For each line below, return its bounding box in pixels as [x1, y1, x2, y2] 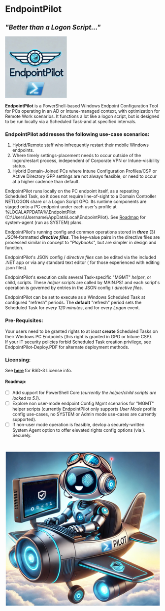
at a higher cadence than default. [12, 179, 80, 185]
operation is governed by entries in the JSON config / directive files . [5, 285, 143, 291]
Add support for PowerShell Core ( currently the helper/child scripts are [12, 390, 157, 396]
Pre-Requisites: [5, 317, 43, 324]
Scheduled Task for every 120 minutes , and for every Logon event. [5, 305, 140, 311]
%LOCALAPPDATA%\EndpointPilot [5, 209, 76, 215]
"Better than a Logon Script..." [5, 23, 101, 32]
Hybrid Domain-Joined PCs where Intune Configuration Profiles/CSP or [12, 168, 157, 174]
